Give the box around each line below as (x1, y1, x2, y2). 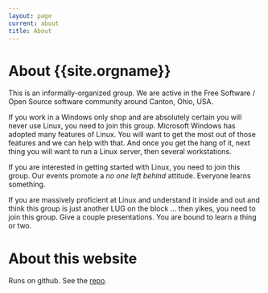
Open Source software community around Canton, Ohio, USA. (8, 97, 214, 107)
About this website (8, 249, 138, 267)
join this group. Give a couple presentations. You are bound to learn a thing (8, 212, 257, 222)
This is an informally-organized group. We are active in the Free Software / (8, 88, 256, 98)
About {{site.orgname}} (8, 61, 171, 80)
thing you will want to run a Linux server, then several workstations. (8, 147, 232, 157)
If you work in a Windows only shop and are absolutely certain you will (8, 112, 242, 122)
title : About (8, 27, 52, 35)
